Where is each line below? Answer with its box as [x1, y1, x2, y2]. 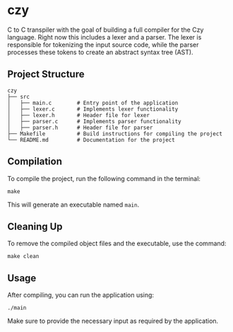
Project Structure [7, 68, 85, 80]
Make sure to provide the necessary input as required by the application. [7, 316, 219, 326]
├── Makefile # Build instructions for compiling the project [7, 130, 222, 137]
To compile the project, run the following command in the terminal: [7, 174, 201, 183]
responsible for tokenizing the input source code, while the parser [7, 40, 199, 49]
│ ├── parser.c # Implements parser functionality [7, 118, 181, 125]
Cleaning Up [7, 221, 63, 233]
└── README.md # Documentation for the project [7, 136, 175, 143]
